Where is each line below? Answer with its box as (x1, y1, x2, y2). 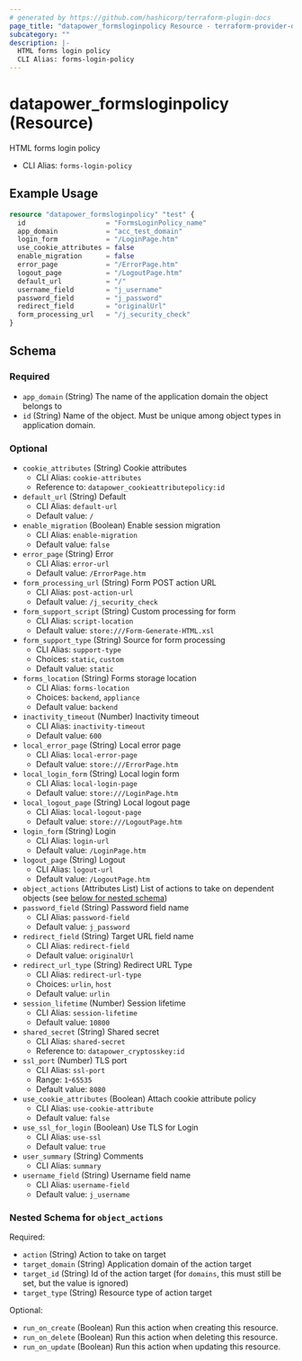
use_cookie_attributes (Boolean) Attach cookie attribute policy (22, 1093, 257, 1104)
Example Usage (9, 186, 99, 201)
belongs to (22, 400, 63, 411)
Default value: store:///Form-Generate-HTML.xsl (35, 624, 215, 635)
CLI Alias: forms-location (35, 682, 130, 693)
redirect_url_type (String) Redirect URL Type (22, 959, 193, 970)
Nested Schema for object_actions (9, 1211, 164, 1223)
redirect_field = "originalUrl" (17, 302, 167, 311)
